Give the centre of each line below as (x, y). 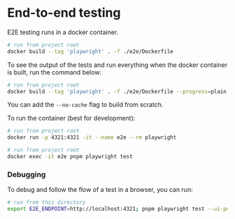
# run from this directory (47, 203)
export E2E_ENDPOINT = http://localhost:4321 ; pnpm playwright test (106, 209)
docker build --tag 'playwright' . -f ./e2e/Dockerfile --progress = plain (117, 91)
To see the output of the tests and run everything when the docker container (117, 65)
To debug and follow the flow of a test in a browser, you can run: (100, 190)
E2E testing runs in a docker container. (63, 32)
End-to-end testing (64, 13)
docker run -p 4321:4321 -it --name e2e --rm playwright (92, 137)
